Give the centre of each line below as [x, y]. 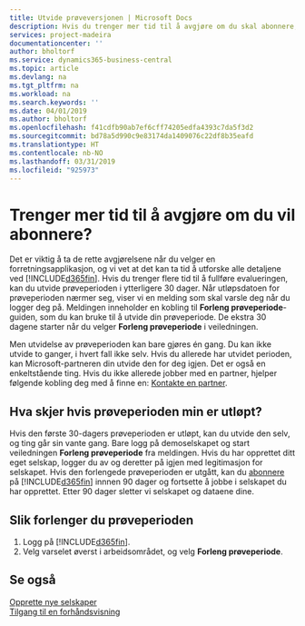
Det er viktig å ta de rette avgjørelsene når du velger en [113, 259]
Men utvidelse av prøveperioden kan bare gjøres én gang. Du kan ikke [141, 344]
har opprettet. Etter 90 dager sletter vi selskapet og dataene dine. [132, 492]
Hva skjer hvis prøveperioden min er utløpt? [136, 411]
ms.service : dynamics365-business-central [91, 60]
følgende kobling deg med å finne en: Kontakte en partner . [118, 383]
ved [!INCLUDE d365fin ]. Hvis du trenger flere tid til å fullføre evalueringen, [149, 279]
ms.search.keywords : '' [54, 102]
